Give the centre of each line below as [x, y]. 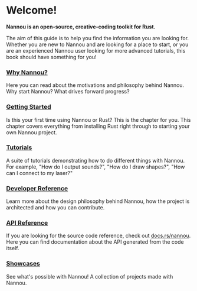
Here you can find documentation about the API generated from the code [95, 242]
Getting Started [29, 107]
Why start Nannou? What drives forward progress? [68, 92]
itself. [13, 248]
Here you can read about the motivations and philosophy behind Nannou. [95, 85]
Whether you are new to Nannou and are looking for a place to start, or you [97, 44]
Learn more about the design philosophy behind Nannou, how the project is [98, 201]
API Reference [27, 223]
